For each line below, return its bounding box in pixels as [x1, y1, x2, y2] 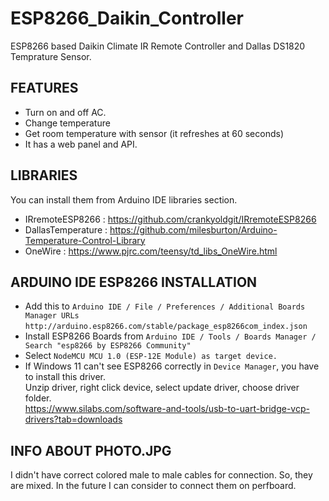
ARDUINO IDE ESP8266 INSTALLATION [10, 273, 258, 291]
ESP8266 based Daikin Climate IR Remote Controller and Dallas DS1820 [10, 40, 306, 52]
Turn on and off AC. [24, 106, 107, 118]
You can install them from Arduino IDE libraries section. [10, 193, 238, 206]
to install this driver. [24, 371, 106, 383]
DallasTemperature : [24, 223, 108, 236]
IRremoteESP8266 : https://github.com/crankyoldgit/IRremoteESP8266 [24, 213, 317, 225]
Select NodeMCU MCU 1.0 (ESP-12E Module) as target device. [24, 350, 278, 362]
